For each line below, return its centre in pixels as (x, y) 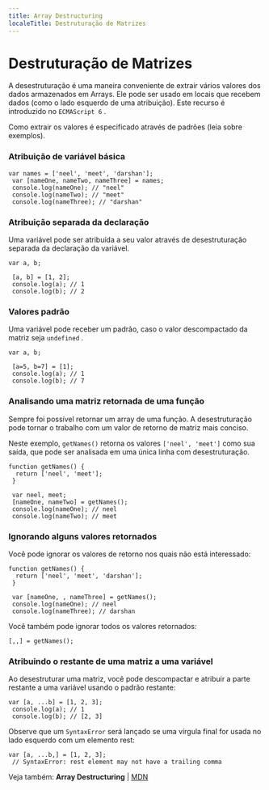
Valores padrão (39, 311)
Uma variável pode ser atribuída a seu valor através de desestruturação (128, 240)
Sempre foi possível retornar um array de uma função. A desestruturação (130, 419)
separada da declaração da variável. (69, 248)
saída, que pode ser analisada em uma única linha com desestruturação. (129, 452)
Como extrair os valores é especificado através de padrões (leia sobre (125, 127)
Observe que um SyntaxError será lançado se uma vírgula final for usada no (135, 732)
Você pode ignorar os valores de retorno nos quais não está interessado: (130, 554)
